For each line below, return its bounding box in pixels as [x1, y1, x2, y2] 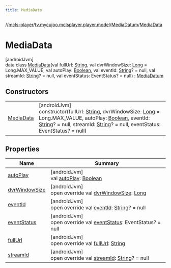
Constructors [5, 87, 49, 96]
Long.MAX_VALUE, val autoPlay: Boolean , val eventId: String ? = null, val [5, 67, 155, 73]
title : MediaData [5, 7, 42, 13]
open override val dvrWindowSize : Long [50, 189, 147, 197]
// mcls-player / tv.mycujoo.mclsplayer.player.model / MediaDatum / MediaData [5, 21, 163, 28]
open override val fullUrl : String [50, 240, 126, 247]
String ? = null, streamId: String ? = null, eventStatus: [39, 121, 161, 128]
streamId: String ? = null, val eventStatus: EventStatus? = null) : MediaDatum [5, 72, 164, 79]
